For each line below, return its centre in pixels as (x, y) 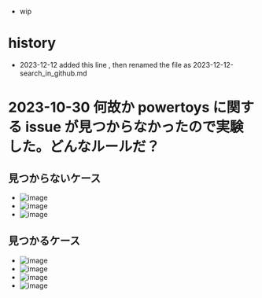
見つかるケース (44, 241)
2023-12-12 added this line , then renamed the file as (105, 64)
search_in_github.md (54, 73)
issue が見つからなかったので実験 (134, 127)
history (32, 43)
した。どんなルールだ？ (84, 147)
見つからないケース (54, 178)
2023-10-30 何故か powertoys (109, 107)
